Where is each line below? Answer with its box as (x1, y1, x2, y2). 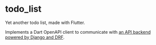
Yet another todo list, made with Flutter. (5, 20, 85, 25)
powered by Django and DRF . (5, 34, 65, 40)
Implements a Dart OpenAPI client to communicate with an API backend (5, 29, 151, 35)
